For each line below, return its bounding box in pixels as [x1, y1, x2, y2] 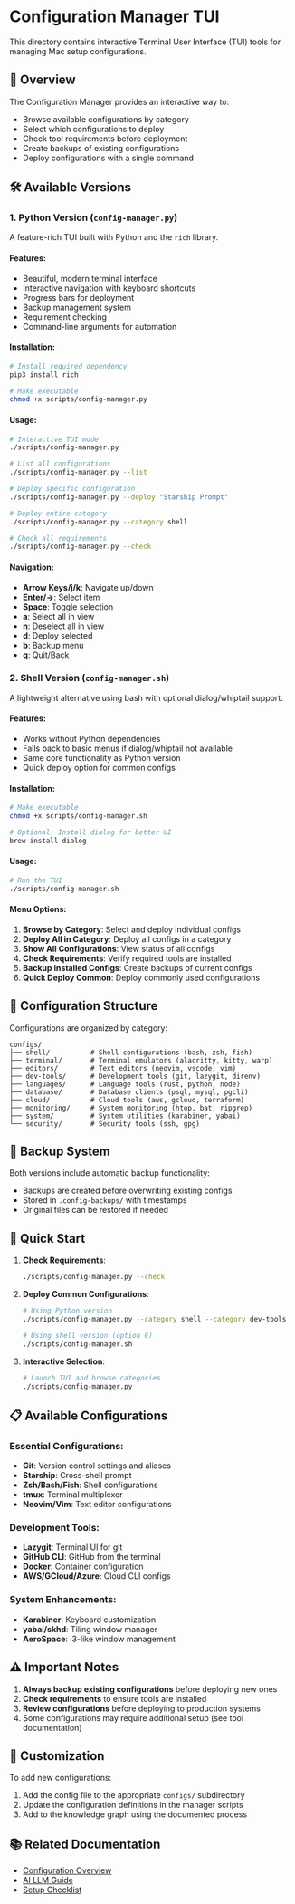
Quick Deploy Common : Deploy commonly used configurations [22, 972, 261, 983]
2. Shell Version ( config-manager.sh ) [9, 672, 170, 685]
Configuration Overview [22, 1865, 112, 1876]
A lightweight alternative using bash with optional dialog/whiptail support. [9, 692, 283, 703]
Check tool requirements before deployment [22, 133, 188, 144]
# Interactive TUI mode [9, 435, 100, 444]
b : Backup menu [22, 639, 84, 650]
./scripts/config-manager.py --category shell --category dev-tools [22, 1315, 287, 1324]
